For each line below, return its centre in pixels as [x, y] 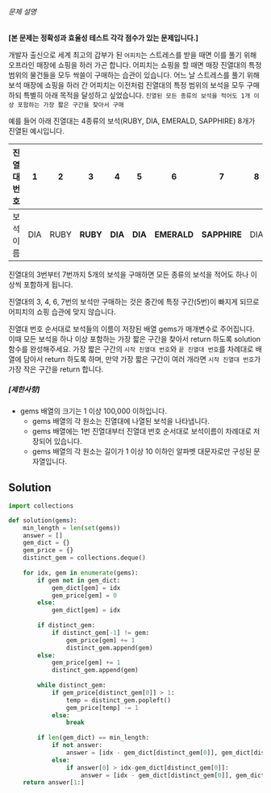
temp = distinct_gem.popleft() [119, 700]
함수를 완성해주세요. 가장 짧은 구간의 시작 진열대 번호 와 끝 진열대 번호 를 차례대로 [131, 349]
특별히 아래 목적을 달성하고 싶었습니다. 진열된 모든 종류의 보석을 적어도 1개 [137, 95]
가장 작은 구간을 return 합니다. [56, 369]
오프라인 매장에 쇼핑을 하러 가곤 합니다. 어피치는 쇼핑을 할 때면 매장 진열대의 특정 [135, 65]
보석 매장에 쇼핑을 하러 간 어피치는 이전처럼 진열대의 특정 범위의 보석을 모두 [127, 85]
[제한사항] [24, 389]
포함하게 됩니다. [48, 284]
